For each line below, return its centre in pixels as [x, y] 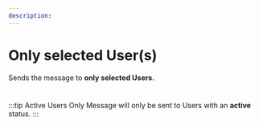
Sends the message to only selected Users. [82, 78]
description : [30, 16]
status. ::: [24, 114]
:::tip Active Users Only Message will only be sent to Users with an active [130, 105]
